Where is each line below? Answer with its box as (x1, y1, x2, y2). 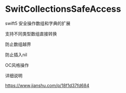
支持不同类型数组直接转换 (5, 31, 57, 36)
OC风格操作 (5, 62, 29, 68)
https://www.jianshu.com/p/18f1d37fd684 (5, 82, 90, 88)
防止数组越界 (5, 41, 31, 47)
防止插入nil (5, 52, 28, 58)
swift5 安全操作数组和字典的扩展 (5, 20, 70, 26)
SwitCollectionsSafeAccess (5, 3, 122, 15)
